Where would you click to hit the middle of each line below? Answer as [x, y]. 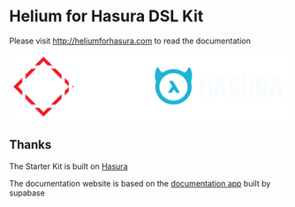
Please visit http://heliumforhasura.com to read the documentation [130, 41]
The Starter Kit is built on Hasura [68, 166]
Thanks [30, 145]
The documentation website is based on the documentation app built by [140, 183]
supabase [27, 193]
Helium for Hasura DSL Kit [106, 16]
